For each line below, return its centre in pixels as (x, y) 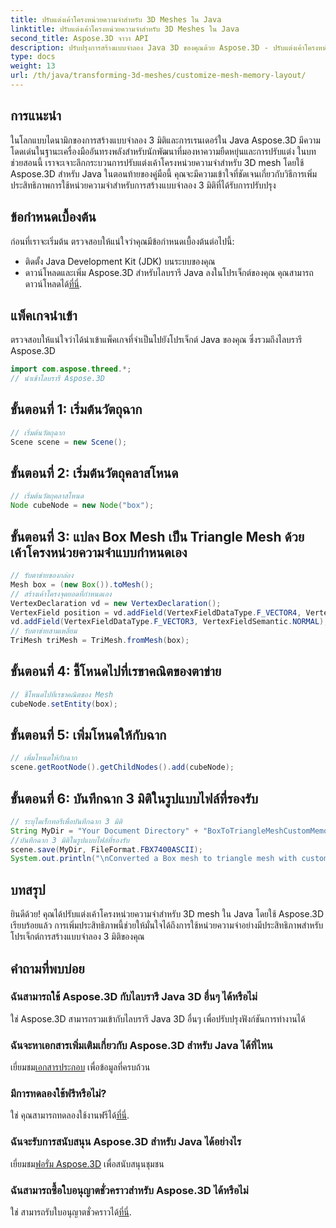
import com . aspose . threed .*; (71, 369)
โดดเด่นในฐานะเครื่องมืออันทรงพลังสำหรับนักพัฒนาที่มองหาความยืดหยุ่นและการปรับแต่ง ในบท (163, 151)
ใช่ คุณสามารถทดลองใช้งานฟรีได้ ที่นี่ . (70, 1115)
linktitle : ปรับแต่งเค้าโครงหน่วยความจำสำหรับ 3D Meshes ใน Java (125, 29)
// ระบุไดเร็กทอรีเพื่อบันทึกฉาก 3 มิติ (66, 821)
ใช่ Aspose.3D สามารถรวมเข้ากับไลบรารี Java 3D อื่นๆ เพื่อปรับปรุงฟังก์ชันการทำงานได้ (158, 1018)
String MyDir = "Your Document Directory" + (104, 831)
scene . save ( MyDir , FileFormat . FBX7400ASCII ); (106, 849)
